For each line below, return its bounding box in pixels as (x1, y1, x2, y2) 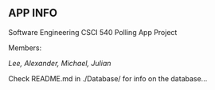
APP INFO (8, 6, 58, 20)
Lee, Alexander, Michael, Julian (8, 58, 111, 68)
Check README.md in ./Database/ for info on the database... (8, 73, 208, 83)
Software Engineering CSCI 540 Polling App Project (8, 27, 178, 37)
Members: (8, 43, 42, 53)
